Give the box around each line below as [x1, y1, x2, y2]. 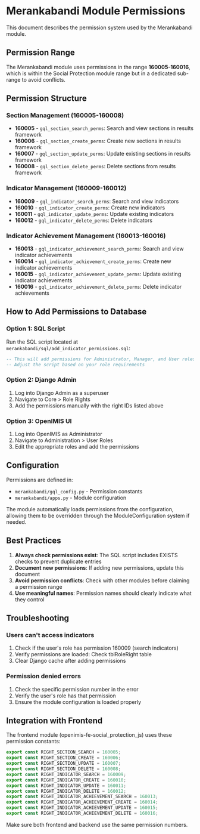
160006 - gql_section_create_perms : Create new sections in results [14, 137, 182, 144]
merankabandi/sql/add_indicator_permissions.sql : [6, 344, 131, 351]
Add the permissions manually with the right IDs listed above [14, 401, 164, 409]
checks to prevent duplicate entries [14, 558, 102, 565]
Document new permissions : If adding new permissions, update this [14, 564, 185, 571]
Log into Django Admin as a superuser [14, 389, 109, 396]
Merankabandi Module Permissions [6, 4, 186, 18]
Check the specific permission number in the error [14, 685, 139, 693]
